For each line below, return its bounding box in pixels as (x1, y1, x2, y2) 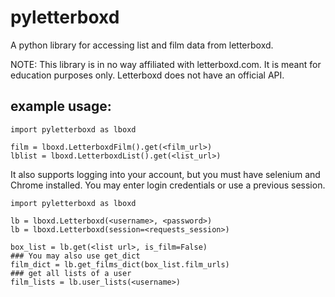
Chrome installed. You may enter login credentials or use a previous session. (10, 179, 326, 191)
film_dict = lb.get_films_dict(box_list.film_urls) (10, 259, 230, 270)
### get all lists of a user (10, 268, 132, 278)
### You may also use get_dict (10, 251, 141, 261)
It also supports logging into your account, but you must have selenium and (10, 168, 321, 180)
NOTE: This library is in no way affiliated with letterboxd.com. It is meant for (10, 58, 322, 70)
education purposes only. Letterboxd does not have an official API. (10, 69, 285, 81)
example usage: (10, 98, 112, 115)
